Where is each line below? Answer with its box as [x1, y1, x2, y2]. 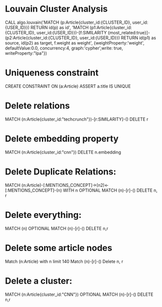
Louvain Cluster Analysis [5, 3, 108, 15]
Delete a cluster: [5, 275, 73, 286]
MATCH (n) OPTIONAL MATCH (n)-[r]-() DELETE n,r [5, 225, 109, 231]
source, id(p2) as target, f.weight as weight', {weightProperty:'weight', [5, 40, 145, 46]
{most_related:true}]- [108, 30, 150, 35]
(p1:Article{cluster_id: [89, 24, 132, 30]
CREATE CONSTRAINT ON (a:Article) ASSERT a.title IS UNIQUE [5, 83, 131, 89]
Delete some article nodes [5, 242, 113, 253]
